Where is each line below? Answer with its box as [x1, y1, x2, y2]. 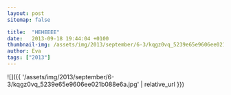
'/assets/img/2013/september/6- [22, 72, 115, 81]
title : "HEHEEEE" [7, 29, 60, 36]
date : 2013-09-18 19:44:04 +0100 [7, 35, 109, 42]
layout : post [7, 10, 45, 17]
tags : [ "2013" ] [7, 54, 51, 62]
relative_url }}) [144, 80, 184, 88]
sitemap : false [7, 16, 51, 23]
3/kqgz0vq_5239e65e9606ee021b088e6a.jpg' [7, 80, 140, 88]
